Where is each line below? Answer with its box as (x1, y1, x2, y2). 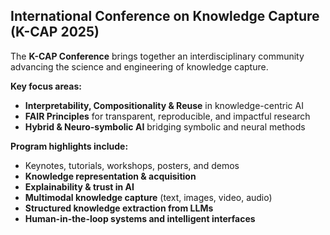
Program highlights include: (10, 140, 129, 152)
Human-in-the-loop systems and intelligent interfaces (24, 212, 256, 224)
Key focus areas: (10, 80, 82, 92)
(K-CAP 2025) (10, 24, 100, 41)
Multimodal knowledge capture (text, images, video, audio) (24, 191, 273, 203)
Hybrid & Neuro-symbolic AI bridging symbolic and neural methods (24, 120, 306, 133)
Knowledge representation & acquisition (24, 170, 197, 182)
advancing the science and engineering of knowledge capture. (10, 60, 269, 73)
